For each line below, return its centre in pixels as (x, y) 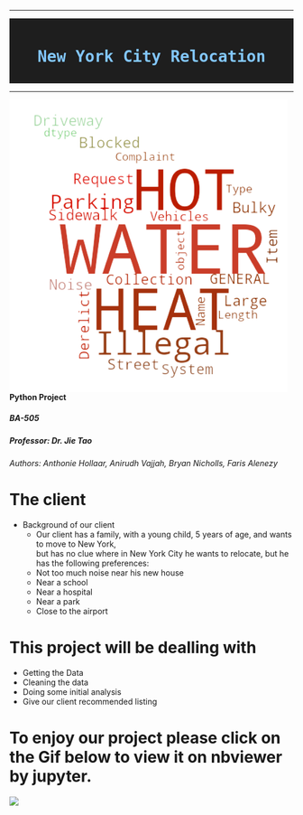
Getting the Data (53, 673)
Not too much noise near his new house (110, 573)
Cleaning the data (55, 682)
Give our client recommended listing (90, 702)
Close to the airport (72, 612)
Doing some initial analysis (72, 692)
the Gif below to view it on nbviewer (146, 758)
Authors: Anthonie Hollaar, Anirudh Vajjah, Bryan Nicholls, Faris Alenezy (143, 464)
